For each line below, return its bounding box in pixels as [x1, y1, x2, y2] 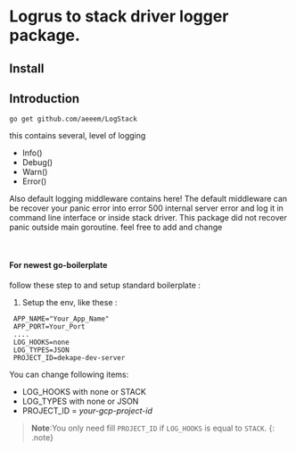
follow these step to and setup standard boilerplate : [9, 280, 201, 290]
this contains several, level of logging [9, 130, 146, 141]
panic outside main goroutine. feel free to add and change [9, 221, 223, 233]
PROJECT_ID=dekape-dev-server [12, 353, 126, 363]
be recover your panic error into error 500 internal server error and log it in [9, 203, 284, 213]
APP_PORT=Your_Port [12, 322, 86, 331]
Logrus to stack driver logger [9, 6, 229, 27]
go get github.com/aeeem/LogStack [9, 114, 138, 124]
